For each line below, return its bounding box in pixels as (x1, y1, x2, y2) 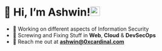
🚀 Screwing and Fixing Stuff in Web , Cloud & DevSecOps (12, 31, 156, 38)
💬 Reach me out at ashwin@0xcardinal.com (12, 38, 125, 45)
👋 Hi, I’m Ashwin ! (4, 5, 91, 19)
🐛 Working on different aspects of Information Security (12, 25, 149, 32)
